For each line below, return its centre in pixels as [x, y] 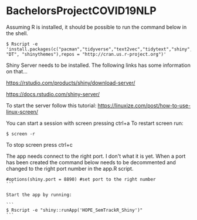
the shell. [17, 33]
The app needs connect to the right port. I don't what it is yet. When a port [96, 156]
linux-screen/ [22, 111]
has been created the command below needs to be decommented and [91, 162]
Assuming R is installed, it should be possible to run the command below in [96, 27]
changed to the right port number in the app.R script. [70, 168]
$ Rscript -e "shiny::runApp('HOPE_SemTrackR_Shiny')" [74, 210]
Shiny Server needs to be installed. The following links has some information [98, 65]
